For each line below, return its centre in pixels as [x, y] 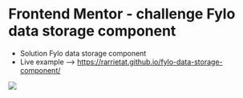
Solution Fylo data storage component [83, 53]
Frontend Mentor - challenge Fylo [122, 14]
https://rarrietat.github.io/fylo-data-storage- [150, 62]
